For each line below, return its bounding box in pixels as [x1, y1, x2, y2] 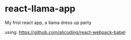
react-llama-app [5, 3, 76, 14]
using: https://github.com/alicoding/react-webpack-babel [5, 29, 126, 35]
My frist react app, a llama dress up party [5, 19, 92, 25]
